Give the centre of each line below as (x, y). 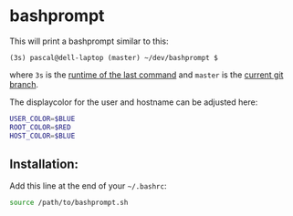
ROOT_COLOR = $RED (40, 127)
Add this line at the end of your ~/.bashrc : (88, 186)
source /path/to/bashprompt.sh (69, 203)
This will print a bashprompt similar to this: (89, 41)
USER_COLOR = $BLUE (42, 118)
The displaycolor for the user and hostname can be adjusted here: (134, 102)
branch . (24, 84)
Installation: (44, 164)
